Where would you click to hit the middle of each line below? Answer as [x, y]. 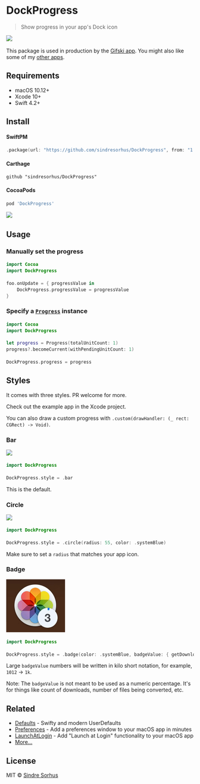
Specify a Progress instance [47, 311]
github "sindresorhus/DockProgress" [51, 177]
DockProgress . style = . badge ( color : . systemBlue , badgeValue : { [87, 654]
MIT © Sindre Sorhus [32, 775]
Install [18, 122]
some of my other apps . [35, 57]
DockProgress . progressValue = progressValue [73, 290]
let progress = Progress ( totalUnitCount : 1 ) [62, 343]
